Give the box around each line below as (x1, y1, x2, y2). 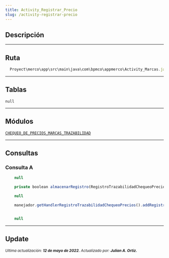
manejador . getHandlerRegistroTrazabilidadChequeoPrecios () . (14, 202, 143, 208)
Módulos (5, 117, 34, 126)
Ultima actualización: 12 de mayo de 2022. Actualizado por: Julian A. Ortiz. (5, 248, 137, 253)
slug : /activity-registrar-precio (5, 12, 78, 17)
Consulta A (5, 164, 33, 171)
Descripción (5, 31, 44, 39)
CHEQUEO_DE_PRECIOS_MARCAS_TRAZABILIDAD (5, 130, 92, 136)
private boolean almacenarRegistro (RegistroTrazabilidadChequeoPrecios (14, 185, 167, 190)
